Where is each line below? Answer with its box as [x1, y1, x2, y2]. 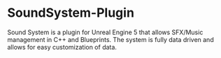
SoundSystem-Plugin [7, 5, 135, 21]
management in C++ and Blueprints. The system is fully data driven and [7, 35, 215, 43]
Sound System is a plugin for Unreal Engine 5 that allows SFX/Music [7, 28, 204, 36]
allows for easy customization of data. [7, 43, 117, 51]
